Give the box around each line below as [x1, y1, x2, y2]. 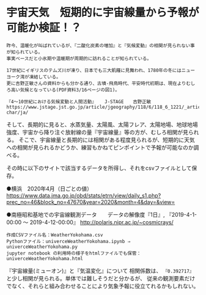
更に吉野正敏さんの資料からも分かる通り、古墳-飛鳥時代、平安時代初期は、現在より [6, 80, 186, 86]
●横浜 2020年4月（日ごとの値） [6, 184, 93, 192]
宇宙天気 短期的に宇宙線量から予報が [6, 5, 200, 20]
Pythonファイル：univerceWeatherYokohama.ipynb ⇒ [6, 238, 131, 244]
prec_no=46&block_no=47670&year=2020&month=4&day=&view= [6, 198, 175, 205]
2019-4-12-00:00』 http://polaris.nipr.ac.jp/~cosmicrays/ [29, 218, 174, 226]
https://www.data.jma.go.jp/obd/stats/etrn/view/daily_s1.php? [6, 192, 161, 199]
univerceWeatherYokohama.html [6, 255, 84, 261]
